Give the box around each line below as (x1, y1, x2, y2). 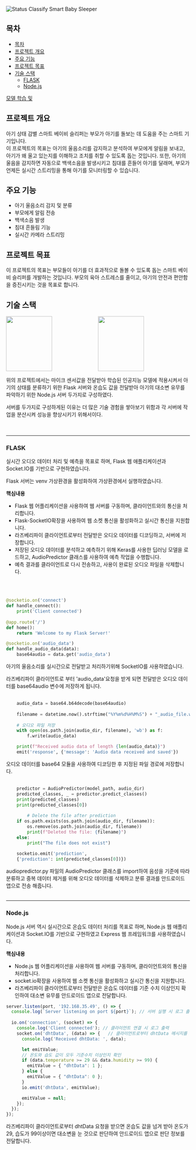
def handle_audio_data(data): (6, 646, 80, 652)
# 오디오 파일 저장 (16, 722, 55, 728)
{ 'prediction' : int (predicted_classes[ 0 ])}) (16, 856, 127, 862)
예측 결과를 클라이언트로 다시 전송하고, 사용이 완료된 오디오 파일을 (14, 561, 164, 568)
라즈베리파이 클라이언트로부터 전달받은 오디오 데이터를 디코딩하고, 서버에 (14, 532, 180, 539)
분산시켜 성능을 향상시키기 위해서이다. (16, 411, 103, 418)
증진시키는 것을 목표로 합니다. (12, 281, 80, 288)
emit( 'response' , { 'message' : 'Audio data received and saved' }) (16, 749, 179, 755)
